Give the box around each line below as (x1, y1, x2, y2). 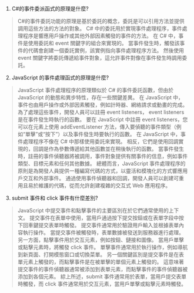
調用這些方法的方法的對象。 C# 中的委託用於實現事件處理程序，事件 (17, 25, 182, 32)
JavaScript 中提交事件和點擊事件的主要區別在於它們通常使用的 (17, 207, 169, 214)
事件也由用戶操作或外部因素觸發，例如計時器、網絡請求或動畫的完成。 (17, 102, 188, 108)
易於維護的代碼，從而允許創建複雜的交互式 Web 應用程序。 (28, 182, 171, 189)
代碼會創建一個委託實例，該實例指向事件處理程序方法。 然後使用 (28, 47, 184, 54)
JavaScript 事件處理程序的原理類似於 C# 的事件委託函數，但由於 (17, 87, 173, 93)
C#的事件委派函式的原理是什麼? (11, 5, 89, 12)
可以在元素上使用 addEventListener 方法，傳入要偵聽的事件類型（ (17, 123, 176, 130)
